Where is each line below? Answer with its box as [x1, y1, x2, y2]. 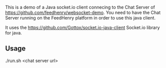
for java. [5, 30, 22, 35]
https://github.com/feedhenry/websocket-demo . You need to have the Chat [5, 9, 161, 15]
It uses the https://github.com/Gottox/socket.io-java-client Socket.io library [5, 24, 160, 30]
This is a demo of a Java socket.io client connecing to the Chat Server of [5, 4, 155, 10]
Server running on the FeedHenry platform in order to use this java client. [5, 15, 156, 20]
